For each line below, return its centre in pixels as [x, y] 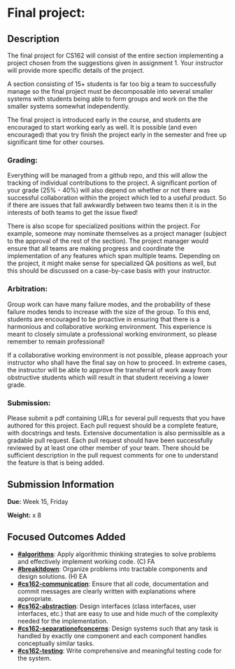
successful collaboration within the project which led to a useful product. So [117, 198]
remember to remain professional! [56, 341]
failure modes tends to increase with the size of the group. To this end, [109, 311]
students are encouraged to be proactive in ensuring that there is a [104, 319]
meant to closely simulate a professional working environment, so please [112, 334]
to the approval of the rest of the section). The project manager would [108, 241]
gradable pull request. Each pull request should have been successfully [110, 440]
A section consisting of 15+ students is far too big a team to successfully [112, 84]
